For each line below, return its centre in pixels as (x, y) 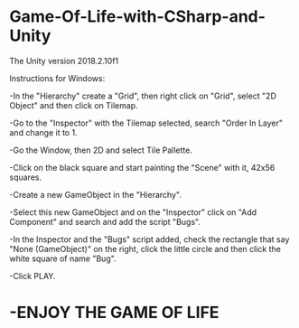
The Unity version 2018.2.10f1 (64, 61)
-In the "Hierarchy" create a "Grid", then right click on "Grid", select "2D (143, 96)
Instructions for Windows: (57, 78)
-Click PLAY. (33, 276)
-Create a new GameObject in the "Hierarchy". (96, 194)
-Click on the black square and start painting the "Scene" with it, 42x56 (142, 167)
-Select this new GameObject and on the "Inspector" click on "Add (133, 212)
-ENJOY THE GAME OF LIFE (114, 313)
